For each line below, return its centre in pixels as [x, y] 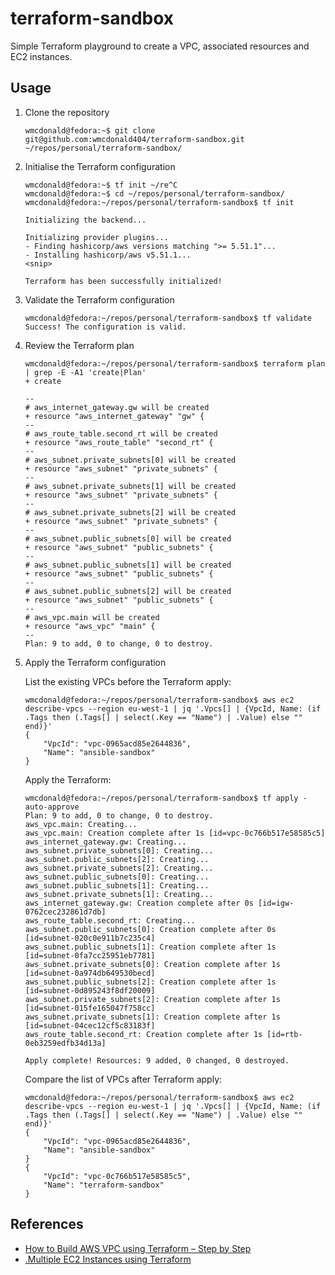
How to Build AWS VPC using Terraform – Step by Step [138, 1248]
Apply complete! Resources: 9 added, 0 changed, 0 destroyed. [157, 1060]
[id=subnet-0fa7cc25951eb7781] [90, 955]
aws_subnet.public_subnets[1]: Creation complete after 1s [150, 947]
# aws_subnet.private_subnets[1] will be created [130, 486]
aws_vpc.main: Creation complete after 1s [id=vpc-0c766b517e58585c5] [175, 833]
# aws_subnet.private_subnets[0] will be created [130, 460]
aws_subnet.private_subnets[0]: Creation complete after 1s [152, 964]
